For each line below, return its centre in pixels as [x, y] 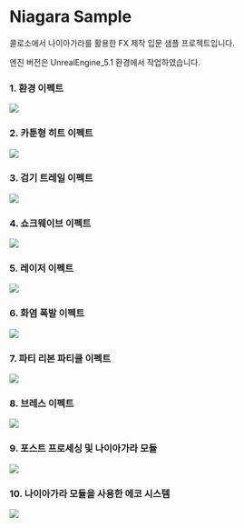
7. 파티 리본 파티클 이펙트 [60, 358]
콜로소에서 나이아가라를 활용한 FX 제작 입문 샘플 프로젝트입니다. [122, 43]
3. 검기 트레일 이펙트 [51, 178]
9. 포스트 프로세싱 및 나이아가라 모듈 [83, 449]
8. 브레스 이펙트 [42, 403]
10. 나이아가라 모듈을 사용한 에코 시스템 [90, 493]
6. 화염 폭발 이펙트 [47, 314]
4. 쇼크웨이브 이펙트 [50, 223]
